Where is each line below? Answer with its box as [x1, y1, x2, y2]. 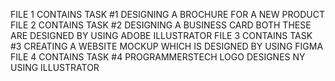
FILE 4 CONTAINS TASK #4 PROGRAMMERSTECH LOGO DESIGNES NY [10, 51, 306, 63]
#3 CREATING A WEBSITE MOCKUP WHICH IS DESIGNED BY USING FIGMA [10, 40, 324, 52]
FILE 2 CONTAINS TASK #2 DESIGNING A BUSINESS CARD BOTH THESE [10, 19, 312, 31]
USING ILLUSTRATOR [10, 62, 100, 73]
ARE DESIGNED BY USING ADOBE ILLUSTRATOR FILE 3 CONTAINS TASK [10, 30, 313, 41]
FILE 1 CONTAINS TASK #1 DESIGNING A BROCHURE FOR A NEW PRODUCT [10, 9, 325, 20]
